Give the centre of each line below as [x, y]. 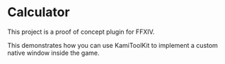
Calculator [39, 12]
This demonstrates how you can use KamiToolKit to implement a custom [112, 45]
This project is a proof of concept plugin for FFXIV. [81, 32]
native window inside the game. [54, 53]
